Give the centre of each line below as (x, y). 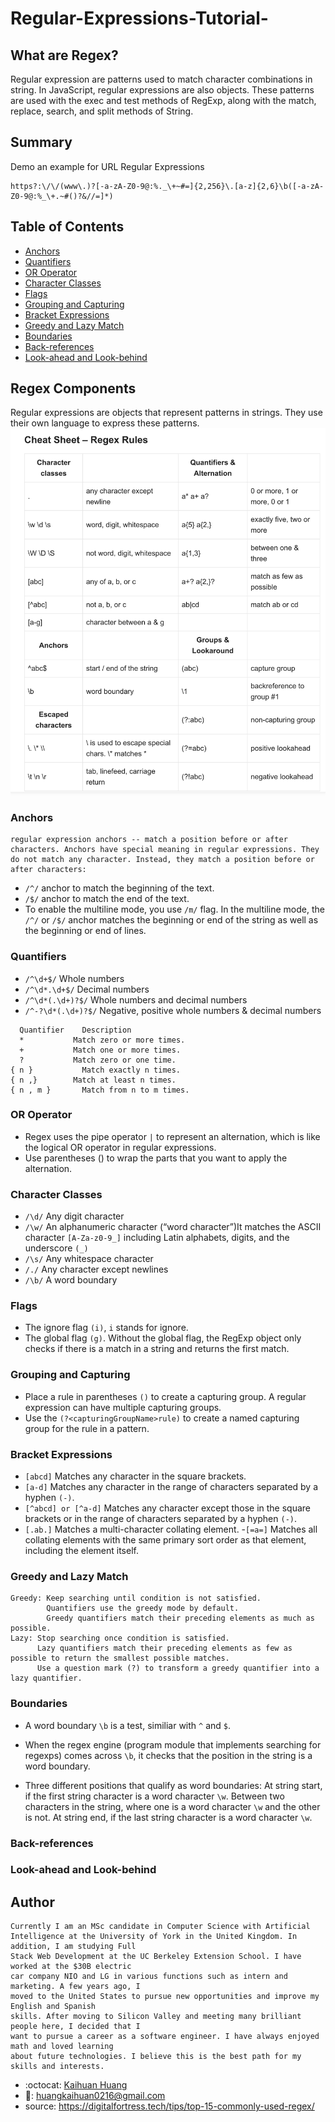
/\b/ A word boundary (71, 1280)
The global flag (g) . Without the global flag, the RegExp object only (163, 1338)
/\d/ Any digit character (74, 1216)
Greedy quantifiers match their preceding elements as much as (180, 1618)
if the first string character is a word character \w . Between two (154, 1796)
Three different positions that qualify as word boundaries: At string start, (173, 1785)
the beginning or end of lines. (85, 931)
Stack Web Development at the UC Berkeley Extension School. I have (156, 1957)
